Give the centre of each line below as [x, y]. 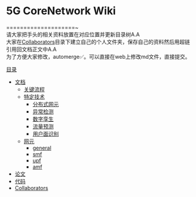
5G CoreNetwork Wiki [61, 11]
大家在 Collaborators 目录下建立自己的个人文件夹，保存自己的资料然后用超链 [98, 42]
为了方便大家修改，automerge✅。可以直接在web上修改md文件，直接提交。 [98, 56]
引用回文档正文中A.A [31, 49]
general [42, 148]
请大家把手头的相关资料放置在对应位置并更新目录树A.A [73, 34]
